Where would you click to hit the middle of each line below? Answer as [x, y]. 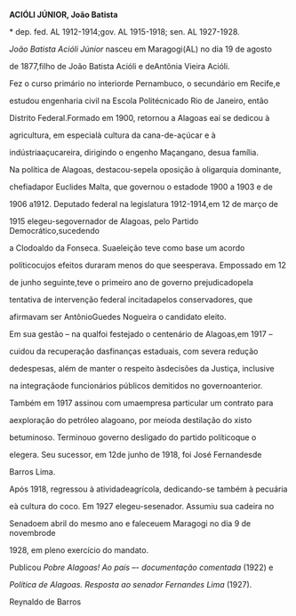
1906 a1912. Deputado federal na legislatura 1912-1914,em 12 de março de [144, 204]
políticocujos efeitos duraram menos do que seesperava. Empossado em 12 [148, 265]
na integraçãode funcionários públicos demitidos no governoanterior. [136, 386]
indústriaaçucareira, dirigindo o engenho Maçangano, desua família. [134, 152]
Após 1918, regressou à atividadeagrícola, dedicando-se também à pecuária [148, 489]
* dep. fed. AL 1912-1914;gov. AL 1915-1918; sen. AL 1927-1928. [124, 32]
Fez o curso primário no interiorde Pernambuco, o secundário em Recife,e [145, 84]
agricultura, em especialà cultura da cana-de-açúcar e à [112, 135]
